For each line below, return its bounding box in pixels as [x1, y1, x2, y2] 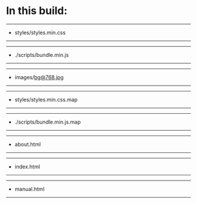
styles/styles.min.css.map [14, 96, 78, 103]
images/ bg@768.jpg [14, 73, 64, 80]
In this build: [6, 4, 67, 18]
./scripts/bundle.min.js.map [14, 118, 81, 125]
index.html [14, 163, 40, 170]
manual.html [14, 185, 45, 192]
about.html [14, 141, 41, 148]
